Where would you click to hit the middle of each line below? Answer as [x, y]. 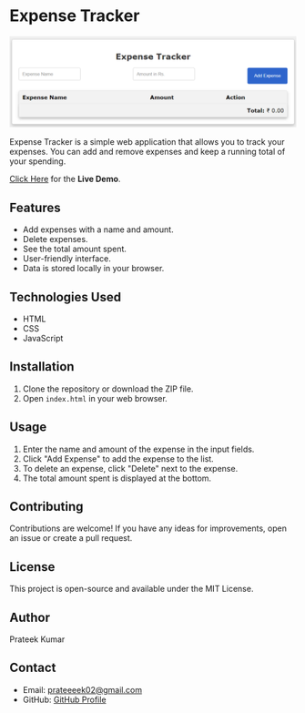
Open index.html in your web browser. [95, 398]
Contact [33, 668]
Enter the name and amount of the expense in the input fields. [138, 449]
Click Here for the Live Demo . [65, 179]
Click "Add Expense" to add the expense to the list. [118, 458]
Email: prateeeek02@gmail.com [82, 689]
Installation [42, 367]
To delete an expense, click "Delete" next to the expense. [130, 468]
